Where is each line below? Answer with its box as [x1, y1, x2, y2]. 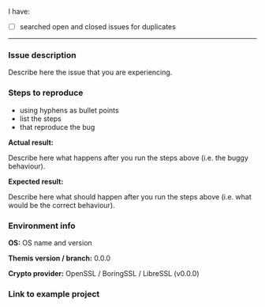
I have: [8, 7, 30, 16]
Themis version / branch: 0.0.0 [8, 253, 111, 263]
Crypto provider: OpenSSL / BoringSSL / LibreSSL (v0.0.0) [8, 268, 200, 278]
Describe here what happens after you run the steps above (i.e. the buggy [8, 153, 248, 162]
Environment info [8, 220, 77, 231]
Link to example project [8, 288, 100, 299]
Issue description [8, 49, 77, 60]
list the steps [19, 114, 62, 123]
